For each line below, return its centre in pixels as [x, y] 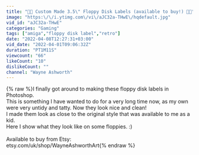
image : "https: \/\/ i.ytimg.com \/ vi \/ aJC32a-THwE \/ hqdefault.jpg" [88, 17]
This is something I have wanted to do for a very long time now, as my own [97, 102]
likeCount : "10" [26, 61]
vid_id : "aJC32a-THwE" [34, 22]
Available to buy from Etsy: [39, 139]
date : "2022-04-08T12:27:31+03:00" [50, 39]
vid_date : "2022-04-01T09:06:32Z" [49, 45]
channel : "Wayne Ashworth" [39, 72]
